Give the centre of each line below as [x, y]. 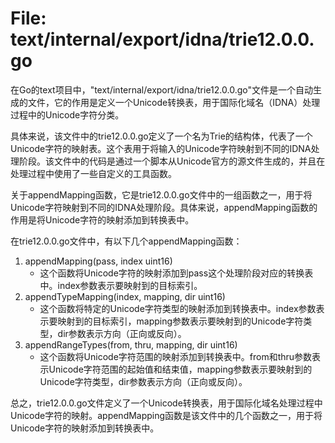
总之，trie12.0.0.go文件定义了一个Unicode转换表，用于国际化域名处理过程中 [166, 403]
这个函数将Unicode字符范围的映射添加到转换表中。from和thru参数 [176, 356]
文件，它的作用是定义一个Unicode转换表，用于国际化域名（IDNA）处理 [174, 102]
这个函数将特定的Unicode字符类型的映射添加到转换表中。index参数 [178, 308]
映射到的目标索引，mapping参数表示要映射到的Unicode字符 [180, 321]
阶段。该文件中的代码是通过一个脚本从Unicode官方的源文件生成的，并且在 [172, 161]
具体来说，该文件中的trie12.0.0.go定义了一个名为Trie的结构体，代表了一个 [161, 136]
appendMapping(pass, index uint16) [98, 261]
